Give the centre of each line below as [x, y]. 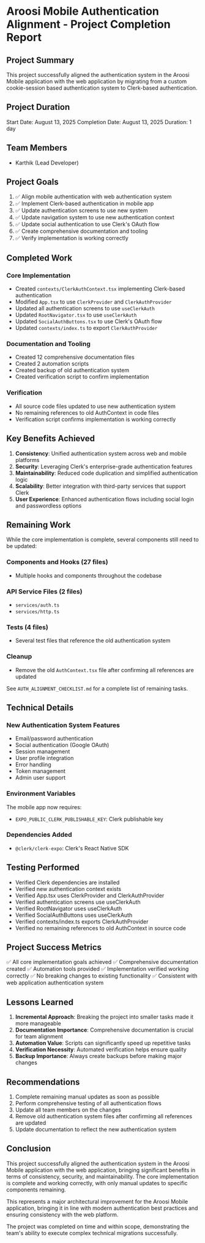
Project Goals [33, 182]
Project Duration [38, 107]
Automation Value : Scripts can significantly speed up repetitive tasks [103, 1043]
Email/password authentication [54, 739]
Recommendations [43, 1082]
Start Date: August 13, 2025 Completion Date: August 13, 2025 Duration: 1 [99, 122]
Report [24, 37]
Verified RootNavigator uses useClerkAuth [69, 908]
